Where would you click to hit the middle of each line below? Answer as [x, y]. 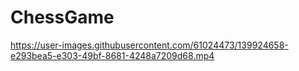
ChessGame [62, 17]
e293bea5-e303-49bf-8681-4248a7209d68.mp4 [112, 55]
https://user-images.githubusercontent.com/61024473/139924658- [149, 45]
